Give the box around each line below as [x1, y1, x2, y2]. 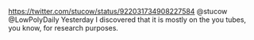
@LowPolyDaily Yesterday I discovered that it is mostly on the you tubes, [8, 15, 247, 24]
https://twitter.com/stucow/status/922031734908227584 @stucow [8, 7, 228, 16]
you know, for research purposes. [8, 24, 119, 32]
